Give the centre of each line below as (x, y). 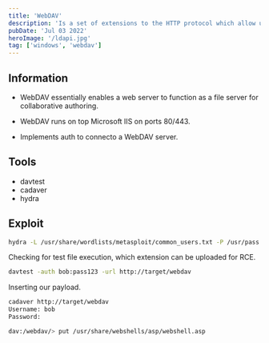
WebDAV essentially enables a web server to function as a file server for (139, 97)
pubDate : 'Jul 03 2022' (48, 30)
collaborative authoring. (59, 106)
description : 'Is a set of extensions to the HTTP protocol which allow (132, 23)
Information (38, 78)
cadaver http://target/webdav (59, 302)
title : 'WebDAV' (35, 16)
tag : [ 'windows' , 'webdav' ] (55, 46)
